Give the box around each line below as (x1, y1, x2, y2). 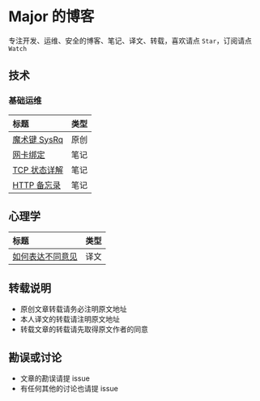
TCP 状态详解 (12, 164, 64, 175)
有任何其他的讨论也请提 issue (19, 384, 119, 394)
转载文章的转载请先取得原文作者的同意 (19, 325, 148, 335)
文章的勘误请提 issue (19, 373, 91, 383)
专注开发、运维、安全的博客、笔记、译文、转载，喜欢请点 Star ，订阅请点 (8, 36, 253, 45)
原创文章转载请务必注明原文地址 (19, 305, 127, 314)
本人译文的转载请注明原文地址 (19, 314, 120, 324)
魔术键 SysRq (12, 134, 63, 145)
